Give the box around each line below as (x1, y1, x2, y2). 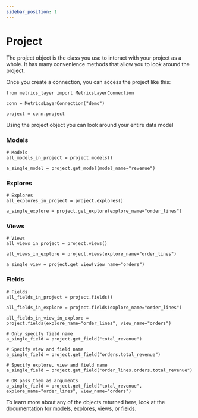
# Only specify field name (6, 330, 73, 337)
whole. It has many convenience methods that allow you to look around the (6, 60, 190, 67)
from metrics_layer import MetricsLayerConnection (6, 90, 134, 96)
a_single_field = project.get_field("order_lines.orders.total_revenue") (6, 367, 193, 373)
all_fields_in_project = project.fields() (6, 294, 113, 300)
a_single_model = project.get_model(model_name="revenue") (6, 165, 156, 171)
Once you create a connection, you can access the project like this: (6, 78, 171, 85)
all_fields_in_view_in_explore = (6, 315, 89, 321)
